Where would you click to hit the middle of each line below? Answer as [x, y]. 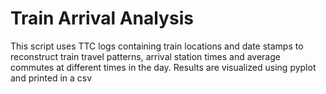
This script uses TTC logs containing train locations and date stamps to [157, 46]
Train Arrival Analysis [102, 18]
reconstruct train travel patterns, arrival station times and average [145, 56]
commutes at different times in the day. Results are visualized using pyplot [163, 67]
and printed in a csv [51, 78]
